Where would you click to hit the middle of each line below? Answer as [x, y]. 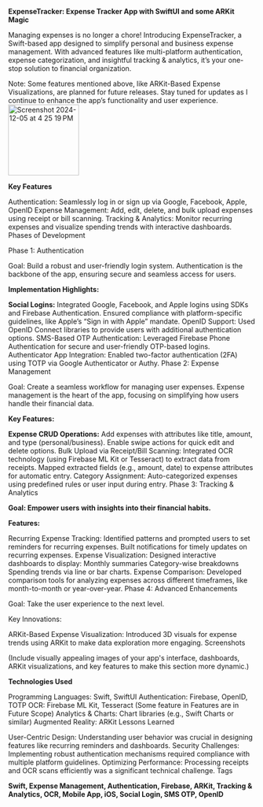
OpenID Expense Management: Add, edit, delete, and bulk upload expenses [131, 210]
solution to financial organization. [78, 68]
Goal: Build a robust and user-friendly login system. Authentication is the [126, 266]
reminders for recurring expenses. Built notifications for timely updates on [128, 547]
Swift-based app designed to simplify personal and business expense [121, 43]
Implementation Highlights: [54, 289]
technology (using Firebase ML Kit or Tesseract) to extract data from [119, 459]
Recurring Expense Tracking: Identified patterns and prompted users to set [129, 538]
